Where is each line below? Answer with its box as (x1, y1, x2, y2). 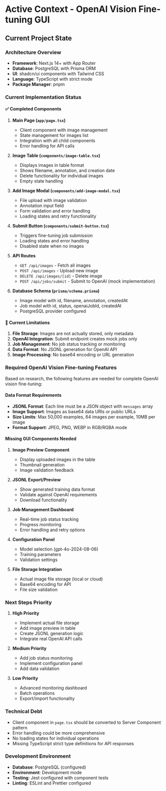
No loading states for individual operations (12, 735, 99, 741)
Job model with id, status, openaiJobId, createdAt (19, 303, 122, 309)
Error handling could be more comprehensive (12, 730, 105, 736)
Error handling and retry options (19, 527, 85, 533)
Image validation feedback (19, 467, 74, 473)
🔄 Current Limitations (5, 320, 50, 326)
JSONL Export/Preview (12, 476, 61, 482)
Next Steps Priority (5, 599, 52, 606)
